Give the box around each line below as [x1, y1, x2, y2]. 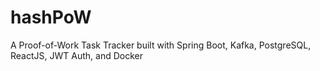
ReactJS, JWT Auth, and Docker [10, 49, 143, 61]
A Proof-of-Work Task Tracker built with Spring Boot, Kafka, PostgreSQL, [10, 39, 312, 51]
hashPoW [10, 6, 92, 29]
